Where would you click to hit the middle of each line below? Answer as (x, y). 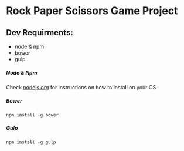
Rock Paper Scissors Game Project (92, 11)
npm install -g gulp (31, 142)
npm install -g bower (33, 115)
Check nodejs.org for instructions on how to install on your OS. (82, 87)
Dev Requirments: (40, 33)
